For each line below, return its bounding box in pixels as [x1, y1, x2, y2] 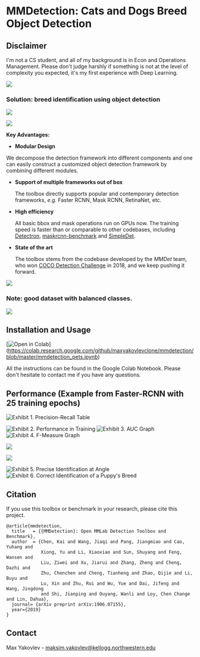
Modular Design [14, 143, 55, 150]
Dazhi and [6, 565, 31, 571]
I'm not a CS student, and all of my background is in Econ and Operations [6, 57, 186, 63]
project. [6, 512, 26, 519]
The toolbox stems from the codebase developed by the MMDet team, [14, 256, 187, 263]
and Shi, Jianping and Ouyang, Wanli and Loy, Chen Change [40, 591, 190, 597]
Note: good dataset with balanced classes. [6, 294, 133, 303]
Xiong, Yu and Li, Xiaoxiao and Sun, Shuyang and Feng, [40, 549, 183, 555]
